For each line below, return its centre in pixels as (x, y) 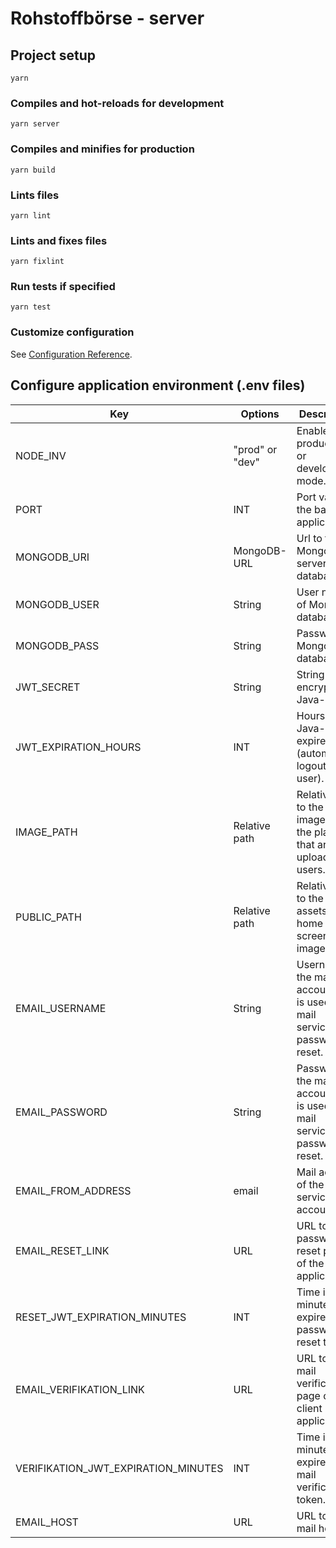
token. (311, 1499)
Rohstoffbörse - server (107, 18)
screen (313, 935)
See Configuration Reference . (71, 354)
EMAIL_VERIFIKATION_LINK (80, 1389)
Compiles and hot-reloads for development (117, 103)
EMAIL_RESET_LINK (62, 1250)
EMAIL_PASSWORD (61, 1112)
